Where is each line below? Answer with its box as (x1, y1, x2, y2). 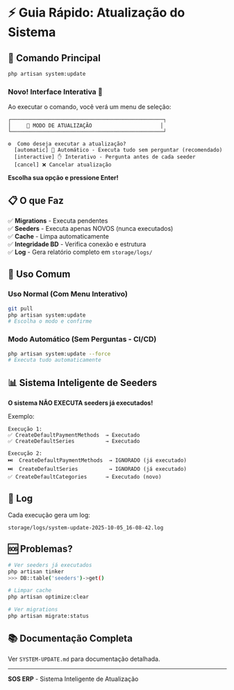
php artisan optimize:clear (8, 593, 90, 601)
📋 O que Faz (8, 195, 65, 207)
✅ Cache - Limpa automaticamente (8, 232, 110, 240)
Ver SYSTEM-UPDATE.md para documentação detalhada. (8, 655, 160, 663)
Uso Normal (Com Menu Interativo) (8, 289, 128, 299)
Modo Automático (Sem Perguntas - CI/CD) (8, 335, 157, 344)
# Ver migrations (8, 606, 58, 613)
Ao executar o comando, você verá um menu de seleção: (8, 103, 172, 111)
